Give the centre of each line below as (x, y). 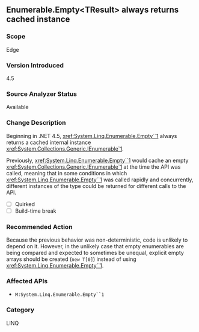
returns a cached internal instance (49, 142)
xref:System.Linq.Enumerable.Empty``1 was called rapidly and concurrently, (100, 180)
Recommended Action (40, 227)
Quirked (25, 204)
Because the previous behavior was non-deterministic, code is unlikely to (97, 240)
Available (17, 107)
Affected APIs (27, 281)
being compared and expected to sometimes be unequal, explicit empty (95, 253)
